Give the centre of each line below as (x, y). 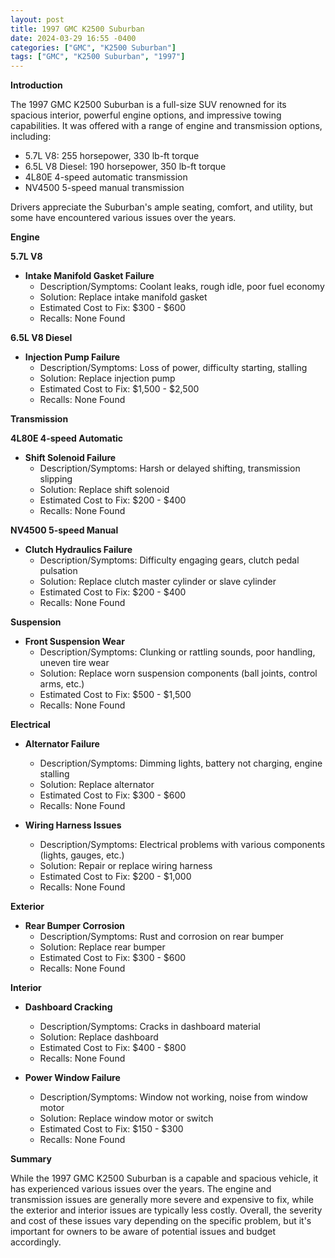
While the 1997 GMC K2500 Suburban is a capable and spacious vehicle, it (164, 1178)
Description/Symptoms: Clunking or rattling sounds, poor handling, (177, 652)
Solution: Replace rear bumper (102, 947)
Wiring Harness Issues (73, 825)
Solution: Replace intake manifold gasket (123, 297)
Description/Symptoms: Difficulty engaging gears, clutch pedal (169, 560)
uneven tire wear (74, 663)
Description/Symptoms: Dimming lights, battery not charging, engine (181, 763)
